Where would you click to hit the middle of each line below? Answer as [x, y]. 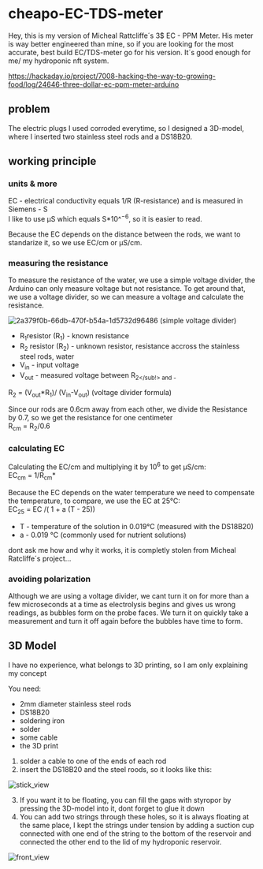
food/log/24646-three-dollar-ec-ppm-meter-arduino [94, 84]
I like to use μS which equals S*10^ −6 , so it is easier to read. [105, 218]
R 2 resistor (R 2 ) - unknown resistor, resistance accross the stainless [130, 347]
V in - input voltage [49, 366]
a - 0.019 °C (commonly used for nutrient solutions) [103, 535]
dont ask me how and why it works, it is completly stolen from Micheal [122, 550]
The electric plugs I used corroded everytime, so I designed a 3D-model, [126, 128]
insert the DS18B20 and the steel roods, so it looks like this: [116, 769]
